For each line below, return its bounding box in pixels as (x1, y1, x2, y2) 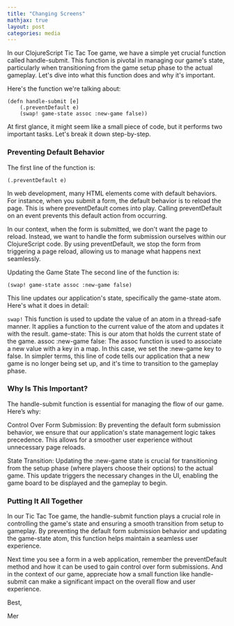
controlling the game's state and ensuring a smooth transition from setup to (7, 519, 224, 528)
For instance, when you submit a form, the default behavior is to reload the (7, 196, 221, 204)
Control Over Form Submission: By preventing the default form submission (7, 420, 221, 429)
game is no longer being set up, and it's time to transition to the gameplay (7, 359, 219, 367)
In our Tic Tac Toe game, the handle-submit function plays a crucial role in (7, 512, 221, 521)
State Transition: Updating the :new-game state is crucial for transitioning (7, 456, 218, 465)
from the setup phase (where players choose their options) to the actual (7, 463, 214, 472)
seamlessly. (7, 254, 41, 262)
